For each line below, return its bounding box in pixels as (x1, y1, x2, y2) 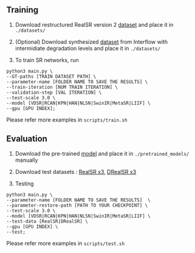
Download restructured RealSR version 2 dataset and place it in (15, 21, 174, 28)
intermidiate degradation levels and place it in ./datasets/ (15, 44, 161, 52)
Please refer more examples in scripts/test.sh (6, 240, 125, 247)
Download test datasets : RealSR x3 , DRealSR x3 (15, 168, 137, 175)
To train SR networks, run (15, 56, 79, 63)
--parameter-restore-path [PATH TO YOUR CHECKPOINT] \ (6, 202, 148, 209)
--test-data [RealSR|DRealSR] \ (6, 218, 88, 224)
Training (6, 5, 39, 15)
